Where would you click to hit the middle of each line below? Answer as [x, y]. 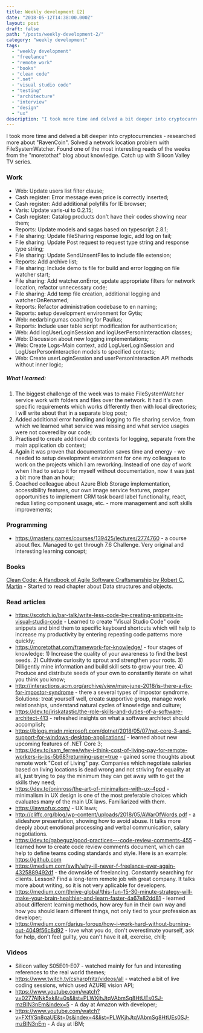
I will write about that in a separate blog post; [71, 413]
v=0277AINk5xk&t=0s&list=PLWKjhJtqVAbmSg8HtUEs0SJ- [89, 998]
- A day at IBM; [66, 1023]
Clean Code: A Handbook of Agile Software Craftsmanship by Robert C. [95, 580]
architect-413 [31, 718]
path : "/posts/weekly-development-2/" [55, 35]
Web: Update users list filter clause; [59, 191]
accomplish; [30, 725]
